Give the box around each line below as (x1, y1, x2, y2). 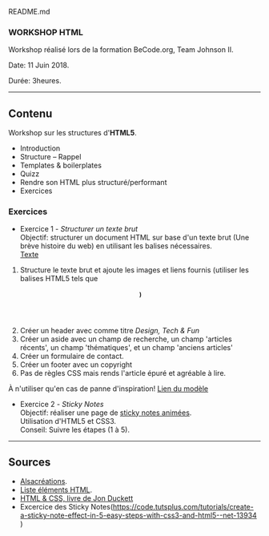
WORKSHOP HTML (8, 26, 84, 38)
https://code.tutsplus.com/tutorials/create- (112, 502, 254, 512)
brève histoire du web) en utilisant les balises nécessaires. (19, 241, 212, 251)
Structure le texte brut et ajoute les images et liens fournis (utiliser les (19, 265, 250, 275)
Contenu (8, 107, 53, 120)
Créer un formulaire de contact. (19, 351, 124, 361)
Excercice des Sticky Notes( (19, 502, 114, 512)
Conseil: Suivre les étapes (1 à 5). (19, 425, 130, 434)
